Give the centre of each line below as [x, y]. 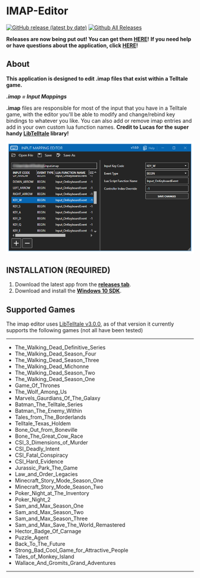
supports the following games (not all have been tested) [75, 330]
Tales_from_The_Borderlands [50, 417]
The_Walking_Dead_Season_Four [55, 354]
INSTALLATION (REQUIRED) [58, 270]
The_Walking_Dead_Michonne [52, 366]
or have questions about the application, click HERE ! [72, 45]
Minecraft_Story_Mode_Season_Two [59, 487]
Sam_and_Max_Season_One [49, 506]
